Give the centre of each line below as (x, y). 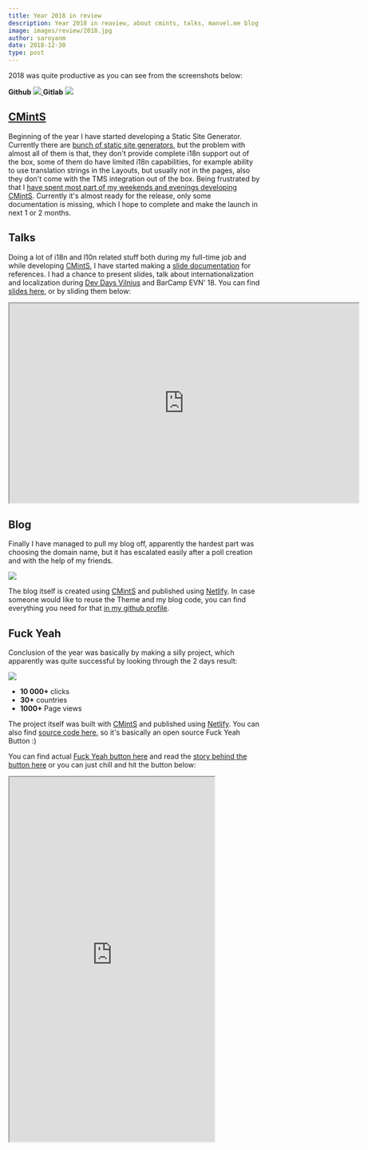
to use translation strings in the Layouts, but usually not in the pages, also (129, 170)
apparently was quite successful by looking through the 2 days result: (123, 661)
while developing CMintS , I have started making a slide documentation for (130, 265)
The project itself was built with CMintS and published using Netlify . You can (134, 724)
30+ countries (44, 700)
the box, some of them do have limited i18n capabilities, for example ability (131, 161)
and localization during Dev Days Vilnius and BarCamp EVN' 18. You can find (134, 282)
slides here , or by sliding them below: (70, 291)
